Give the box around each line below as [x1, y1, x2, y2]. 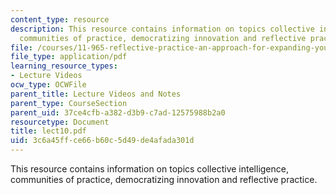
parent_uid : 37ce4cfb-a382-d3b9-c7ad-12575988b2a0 [10, 107, 226, 118]
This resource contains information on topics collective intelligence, [10, 163, 289, 175]
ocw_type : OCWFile [10, 80, 87, 90]
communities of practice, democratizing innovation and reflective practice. [10, 174, 318, 185]
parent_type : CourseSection [10, 98, 128, 108]
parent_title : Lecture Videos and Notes [10, 89, 182, 99]
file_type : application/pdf [10, 52, 128, 62]
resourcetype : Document [10, 117, 110, 127]
